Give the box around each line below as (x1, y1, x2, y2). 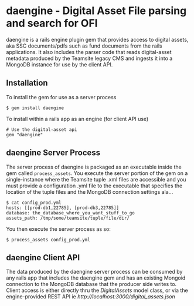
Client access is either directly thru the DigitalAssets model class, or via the (6, 287, 189, 294)
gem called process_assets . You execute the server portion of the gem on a (6, 169, 188, 177)
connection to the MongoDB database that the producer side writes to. (6, 281, 177, 288)
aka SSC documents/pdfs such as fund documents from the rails (6, 42, 162, 49)
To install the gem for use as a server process (6, 93, 117, 100)
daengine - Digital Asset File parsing (6, 4, 187, 18)
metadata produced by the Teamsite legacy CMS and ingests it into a (6, 55, 173, 62)
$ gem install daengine (6, 105, 64, 111)
